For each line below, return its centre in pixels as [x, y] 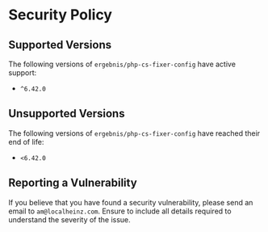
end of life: [26, 141]
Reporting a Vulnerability [73, 183]
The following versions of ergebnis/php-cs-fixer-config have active [122, 64]
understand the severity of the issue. [69, 219]
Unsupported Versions [67, 114]
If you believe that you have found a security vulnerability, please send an [131, 202]
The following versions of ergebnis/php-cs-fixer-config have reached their [134, 133]
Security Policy [61, 15]
